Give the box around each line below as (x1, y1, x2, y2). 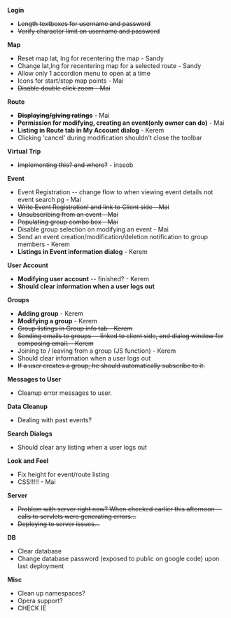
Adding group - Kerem (17, 309, 84, 318)
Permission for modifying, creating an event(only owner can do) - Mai (17, 119, 225, 127)
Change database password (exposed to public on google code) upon (17, 554, 220, 563)
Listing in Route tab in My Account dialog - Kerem (17, 126, 164, 134)
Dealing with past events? (17, 416, 92, 424)
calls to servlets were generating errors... (17, 512, 136, 520)
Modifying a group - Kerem (17, 317, 98, 325)
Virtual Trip (7, 147, 41, 155)
